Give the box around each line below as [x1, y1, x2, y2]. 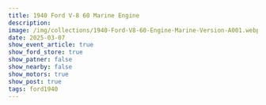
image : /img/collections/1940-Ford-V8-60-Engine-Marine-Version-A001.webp [8, 26, 260, 34]
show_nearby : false [8, 63, 73, 71]
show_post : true [8, 77, 62, 85]
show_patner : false [8, 56, 73, 64]
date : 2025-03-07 [8, 33, 66, 42]
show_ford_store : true [8, 48, 83, 56]
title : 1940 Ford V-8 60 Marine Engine [8, 11, 140, 20]
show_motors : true [8, 70, 69, 78]
